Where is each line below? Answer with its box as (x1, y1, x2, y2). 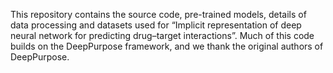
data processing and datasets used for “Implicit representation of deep (10, 19, 302, 31)
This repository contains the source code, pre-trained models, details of (10, 9, 307, 20)
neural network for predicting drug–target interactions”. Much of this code (10, 30, 315, 41)
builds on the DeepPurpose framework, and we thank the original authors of (10, 40, 324, 52)
